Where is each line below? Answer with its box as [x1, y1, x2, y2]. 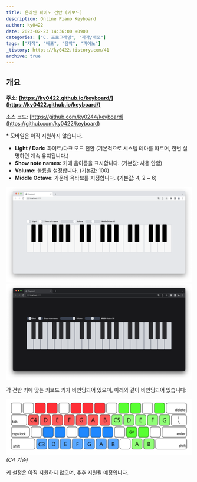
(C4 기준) [6, 456, 28, 463]
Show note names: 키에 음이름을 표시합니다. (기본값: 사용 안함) [14, 159, 163, 166]
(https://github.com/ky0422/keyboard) [6, 120, 100, 127]
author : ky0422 [6, 22, 44, 28]
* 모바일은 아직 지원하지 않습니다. [6, 132, 83, 139]
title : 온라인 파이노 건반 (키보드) [6, 9, 83, 15]
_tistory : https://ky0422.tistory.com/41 [6, 47, 110, 53]
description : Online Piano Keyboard [6, 15, 96, 22]
